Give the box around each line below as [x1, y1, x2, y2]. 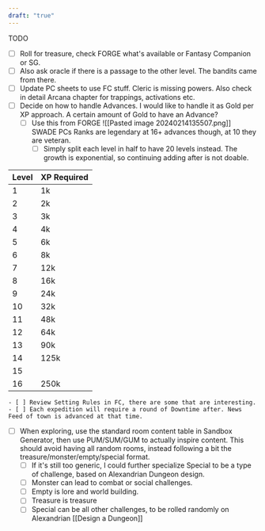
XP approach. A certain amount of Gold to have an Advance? [19, 109, 219, 119]
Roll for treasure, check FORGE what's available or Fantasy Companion [19, 48, 252, 58]
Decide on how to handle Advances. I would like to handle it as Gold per [19, 101, 255, 110]
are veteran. [31, 136, 71, 145]
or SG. [19, 57, 41, 67]
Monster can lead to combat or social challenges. [31, 478, 193, 487]
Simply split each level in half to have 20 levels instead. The [43, 143, 238, 153]
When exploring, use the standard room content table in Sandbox [19, 426, 233, 436]
